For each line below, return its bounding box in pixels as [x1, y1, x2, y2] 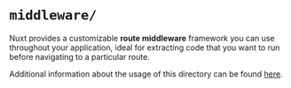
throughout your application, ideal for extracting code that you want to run [9, 42, 280, 53]
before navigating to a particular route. [9, 51, 151, 62]
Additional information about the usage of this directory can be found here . [9, 69, 284, 79]
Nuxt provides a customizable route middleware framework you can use [9, 33, 275, 43]
